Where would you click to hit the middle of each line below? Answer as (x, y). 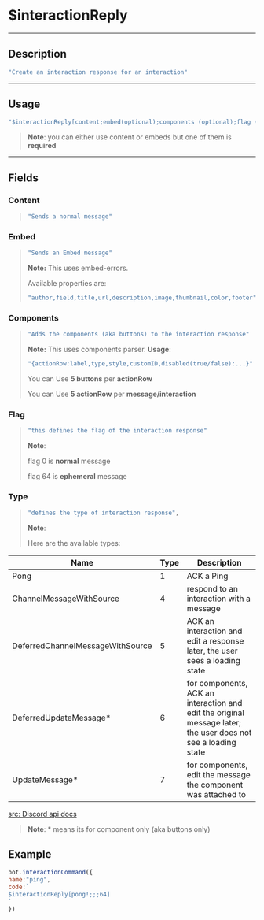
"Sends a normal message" (70, 217)
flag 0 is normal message (69, 461)
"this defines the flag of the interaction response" (117, 431)
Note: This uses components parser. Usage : (99, 350)
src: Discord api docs (42, 814)
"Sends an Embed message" (70, 253)
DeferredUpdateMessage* (62, 718)
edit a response (215, 641)
